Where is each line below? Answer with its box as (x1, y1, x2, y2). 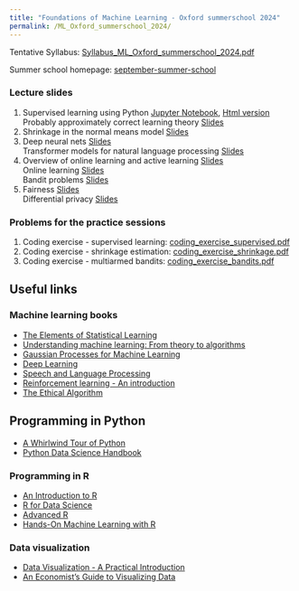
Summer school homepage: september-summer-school (9, 64, 217, 75)
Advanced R (22, 509, 69, 520)
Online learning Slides (22, 164, 105, 175)
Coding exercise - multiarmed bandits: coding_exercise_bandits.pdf (22, 256, 275, 267)
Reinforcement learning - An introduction (22, 377, 175, 389)
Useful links (9, 282, 79, 297)
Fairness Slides (22, 183, 79, 194)
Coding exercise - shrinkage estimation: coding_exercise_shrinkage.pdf (22, 246, 289, 258)
